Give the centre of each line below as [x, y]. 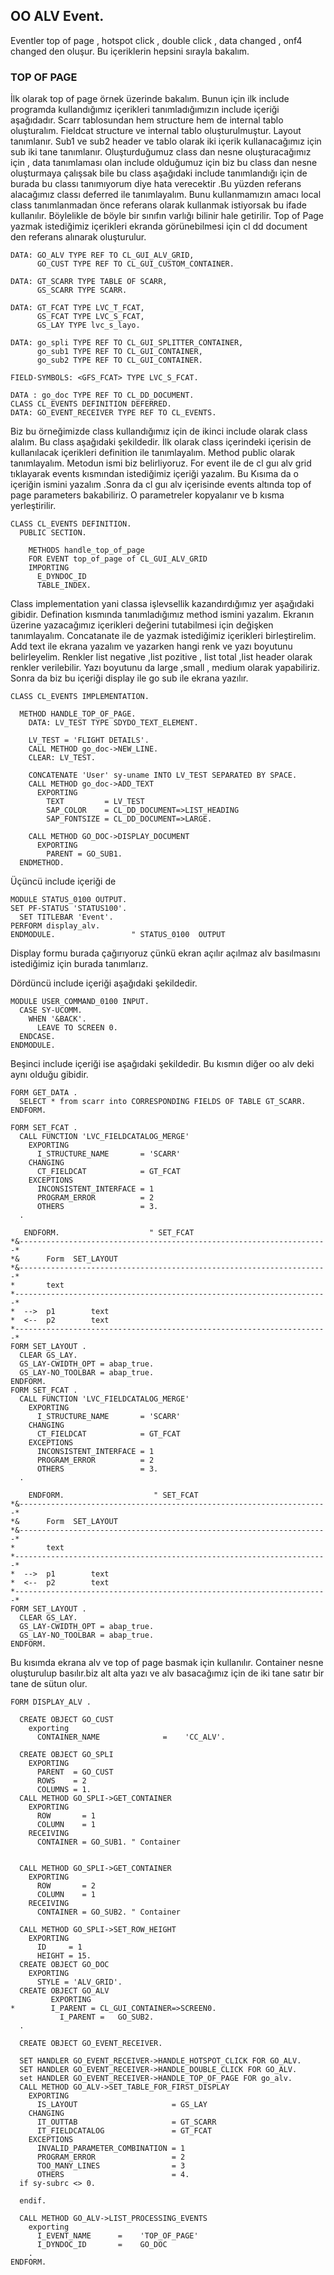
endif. [33, 2201]
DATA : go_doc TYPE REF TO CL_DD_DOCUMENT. [102, 395]
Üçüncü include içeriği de [63, 881]
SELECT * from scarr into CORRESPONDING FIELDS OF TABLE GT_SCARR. [163, 1102]
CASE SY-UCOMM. [51, 1010]
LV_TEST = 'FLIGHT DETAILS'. [89, 740]
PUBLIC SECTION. [53, 533]
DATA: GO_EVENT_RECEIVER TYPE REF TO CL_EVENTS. [113, 413]
